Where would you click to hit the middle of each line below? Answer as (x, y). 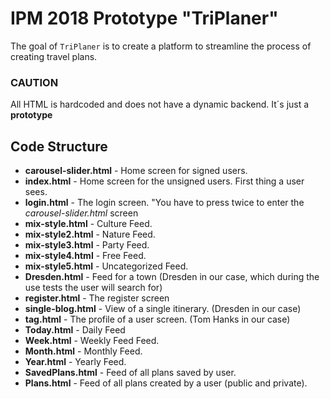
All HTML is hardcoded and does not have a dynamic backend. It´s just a (160, 104)
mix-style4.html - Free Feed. (85, 256)
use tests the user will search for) (93, 288)
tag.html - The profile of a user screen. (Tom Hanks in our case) (157, 319)
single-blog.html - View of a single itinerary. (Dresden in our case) (163, 309)
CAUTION (34, 82)
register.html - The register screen (97, 298)
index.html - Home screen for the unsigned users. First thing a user (164, 181)
